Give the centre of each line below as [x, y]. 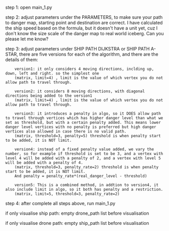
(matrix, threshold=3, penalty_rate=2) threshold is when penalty [87, 167]
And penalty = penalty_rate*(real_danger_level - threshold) [81, 176]
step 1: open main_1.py [29, 7]
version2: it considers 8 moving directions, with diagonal [80, 91]
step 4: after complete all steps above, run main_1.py [61, 203]
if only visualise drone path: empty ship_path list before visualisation [77, 223]
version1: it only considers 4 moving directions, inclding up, [84, 69]
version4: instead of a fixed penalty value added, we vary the [84, 149]
